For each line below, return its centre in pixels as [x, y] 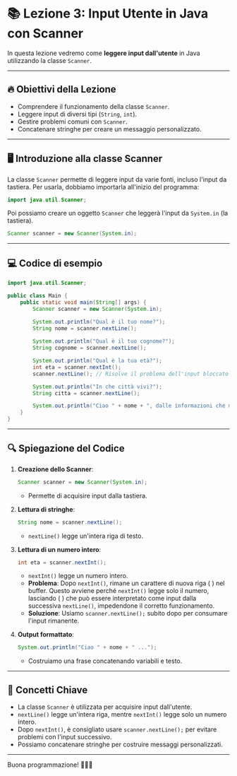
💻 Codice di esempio [55, 263]
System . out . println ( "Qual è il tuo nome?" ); [99, 322]
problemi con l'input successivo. [65, 737]
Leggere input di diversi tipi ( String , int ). [77, 114]
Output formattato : [45, 635]
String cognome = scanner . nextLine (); [90, 348]
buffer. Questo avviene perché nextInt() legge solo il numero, [119, 591]
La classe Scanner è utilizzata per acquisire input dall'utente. [105, 707]
